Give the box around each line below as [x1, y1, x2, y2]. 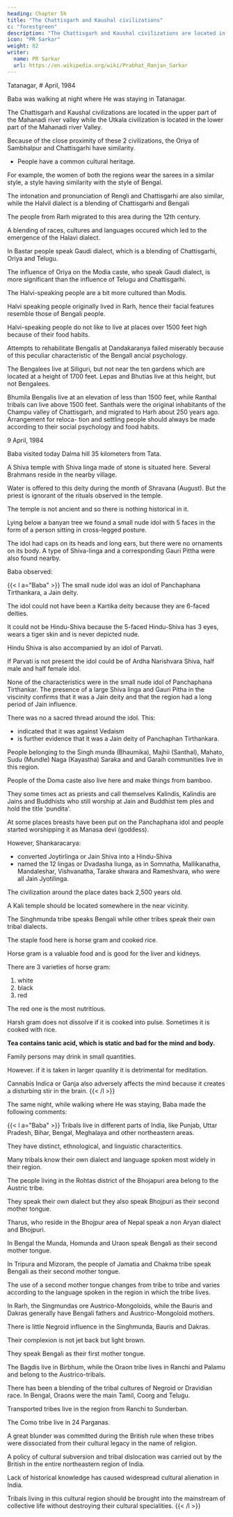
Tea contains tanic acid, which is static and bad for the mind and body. [7, 1038, 216, 1047]
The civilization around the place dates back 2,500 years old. [7, 888, 182, 896]
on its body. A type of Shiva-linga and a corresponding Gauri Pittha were [7, 546, 216, 555]
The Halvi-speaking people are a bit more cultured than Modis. [7, 288, 187, 296]
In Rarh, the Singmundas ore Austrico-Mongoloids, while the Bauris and [7, 1301, 213, 1310]
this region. [7, 763, 40, 771]
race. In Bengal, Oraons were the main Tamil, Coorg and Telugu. [7, 1391, 191, 1399]
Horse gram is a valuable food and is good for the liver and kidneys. [7, 949, 202, 958]
